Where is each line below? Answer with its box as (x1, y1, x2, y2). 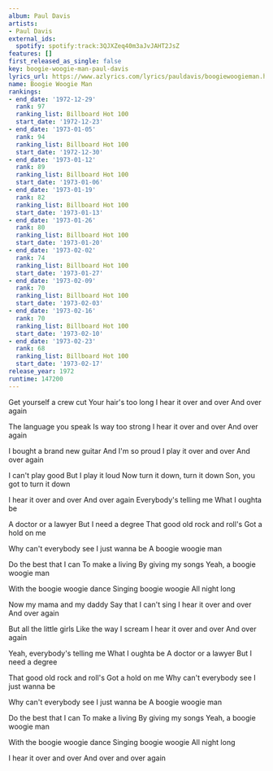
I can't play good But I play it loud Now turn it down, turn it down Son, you (8, 470, 256, 480)
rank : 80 (15, 224, 45, 232)
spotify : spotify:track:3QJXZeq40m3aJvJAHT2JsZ (15, 42, 180, 50)
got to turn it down (8, 479, 71, 489)
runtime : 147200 (8, 375, 63, 383)
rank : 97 (15, 102, 45, 111)
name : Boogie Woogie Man (8, 80, 93, 88)
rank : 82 (15, 193, 45, 202)
